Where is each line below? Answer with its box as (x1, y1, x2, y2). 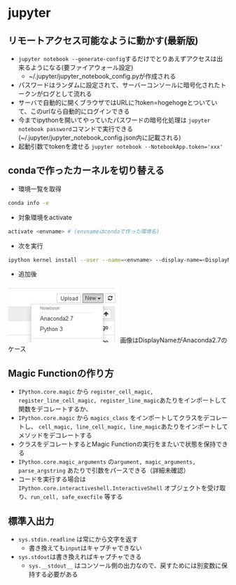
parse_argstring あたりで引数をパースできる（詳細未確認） (18, 466, 190, 475)
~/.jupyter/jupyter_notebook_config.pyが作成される (28, 72, 176, 80)
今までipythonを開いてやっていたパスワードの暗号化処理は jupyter (18, 116, 211, 124)
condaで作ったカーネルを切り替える (8, 165, 165, 177)
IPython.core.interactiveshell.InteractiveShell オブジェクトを (18, 484, 208, 492)
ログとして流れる (42, 90, 92, 97)
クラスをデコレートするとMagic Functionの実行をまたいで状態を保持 (18, 440, 216, 448)
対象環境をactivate (18, 213, 72, 222)
